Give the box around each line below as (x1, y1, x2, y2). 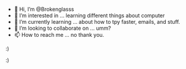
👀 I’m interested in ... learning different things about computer (14, 12, 165, 19)
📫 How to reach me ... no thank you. (14, 32, 105, 38)
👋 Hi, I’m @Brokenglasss (14, 6, 74, 12)
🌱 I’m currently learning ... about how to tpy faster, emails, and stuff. (14, 18, 181, 25)
